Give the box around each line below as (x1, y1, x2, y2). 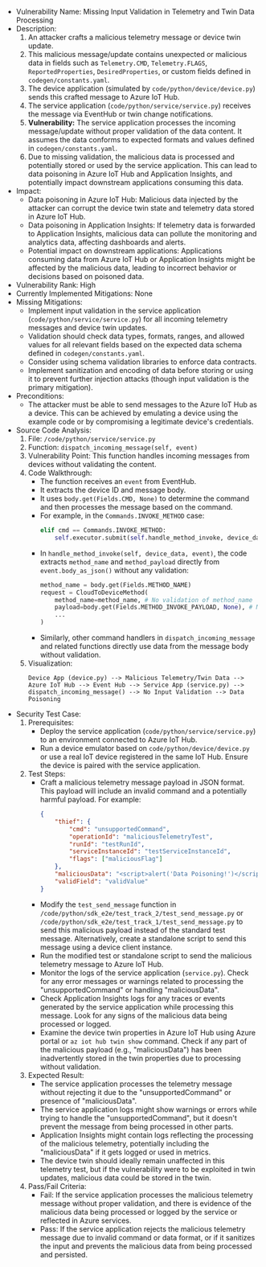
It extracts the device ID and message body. (39, 486, 186, 494)
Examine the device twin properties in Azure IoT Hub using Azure (39, 1027, 256, 1037)
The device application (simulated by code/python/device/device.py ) (27, 84, 256, 93)
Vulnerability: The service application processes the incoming (27, 118, 236, 127)
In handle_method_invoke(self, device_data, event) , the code (39, 548, 248, 558)
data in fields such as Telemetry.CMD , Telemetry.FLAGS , (27, 58, 207, 68)
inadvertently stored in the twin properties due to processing (39, 1053, 241, 1063)
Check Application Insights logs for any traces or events (39, 993, 226, 1003)
